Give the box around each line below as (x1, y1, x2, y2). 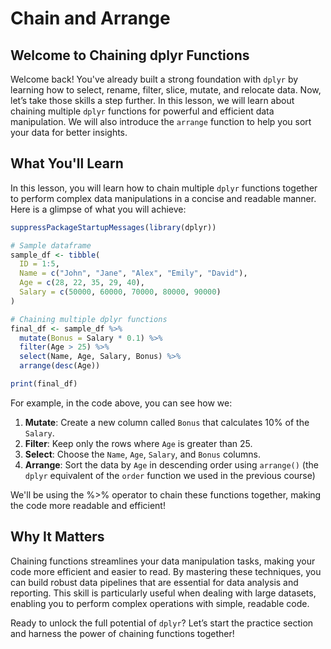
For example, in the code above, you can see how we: (10, 397, 233, 409)
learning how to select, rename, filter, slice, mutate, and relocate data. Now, (10, 84, 322, 96)
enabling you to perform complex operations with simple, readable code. (10, 597, 310, 609)
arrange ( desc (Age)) (19, 361, 101, 371)
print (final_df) (10, 379, 78, 389)
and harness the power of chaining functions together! (10, 627, 235, 639)
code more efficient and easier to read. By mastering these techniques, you (10, 565, 322, 577)
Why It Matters (10, 528, 105, 546)
